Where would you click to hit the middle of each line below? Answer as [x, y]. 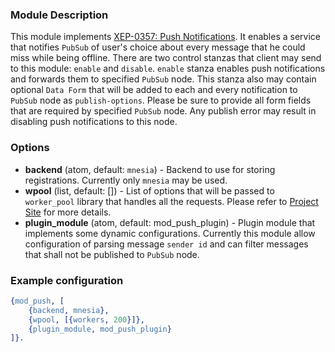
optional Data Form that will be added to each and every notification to [154, 90]
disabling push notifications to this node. [94, 122]
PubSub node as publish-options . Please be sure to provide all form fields [161, 100]
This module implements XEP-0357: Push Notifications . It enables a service [165, 37]
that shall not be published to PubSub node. [112, 254]
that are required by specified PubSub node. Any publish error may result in [163, 111]
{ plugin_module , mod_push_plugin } [100, 329]
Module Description [59, 15]
